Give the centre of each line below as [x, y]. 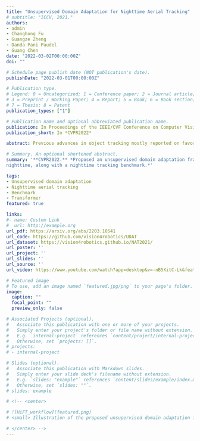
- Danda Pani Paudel [32, 45]
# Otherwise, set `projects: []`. [51, 341]
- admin [16, 28]
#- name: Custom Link [33, 220]
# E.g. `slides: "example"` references [58, 380]
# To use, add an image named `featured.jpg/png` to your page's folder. [100, 286]
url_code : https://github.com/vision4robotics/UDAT [71, 237]
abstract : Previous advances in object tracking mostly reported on [93, 144]
